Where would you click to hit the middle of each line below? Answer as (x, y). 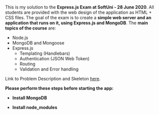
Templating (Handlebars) (45, 53)
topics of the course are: (31, 28)
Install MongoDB (30, 98)
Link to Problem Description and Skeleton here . (53, 79)
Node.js (20, 38)
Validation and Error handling (49, 69)
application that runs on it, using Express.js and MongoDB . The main (77, 23)
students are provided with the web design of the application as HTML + (79, 12)
